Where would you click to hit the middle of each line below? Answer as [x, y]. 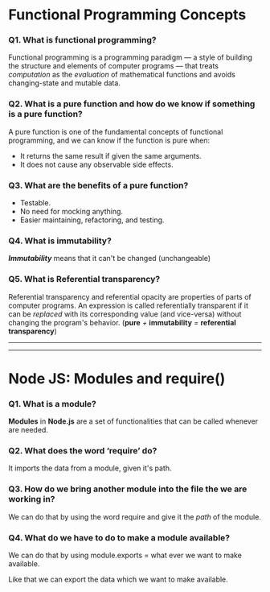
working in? [32, 499]
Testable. [35, 203]
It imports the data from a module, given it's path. [90, 468]
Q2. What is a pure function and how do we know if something [132, 104]
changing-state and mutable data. [64, 83]
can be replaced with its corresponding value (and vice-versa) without [125, 314]
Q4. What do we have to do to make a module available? [119, 537]
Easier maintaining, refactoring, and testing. [92, 220]
